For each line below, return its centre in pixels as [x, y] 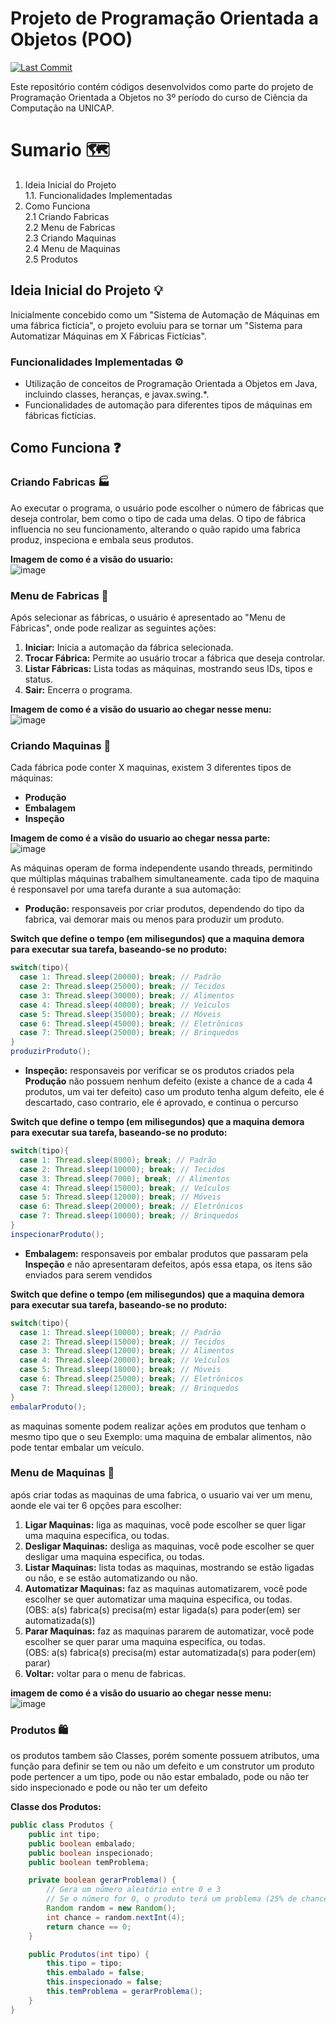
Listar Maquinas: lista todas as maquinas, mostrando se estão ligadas [169, 1567]
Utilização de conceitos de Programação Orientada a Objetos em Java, [171, 383]
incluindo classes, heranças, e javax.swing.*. [117, 394]
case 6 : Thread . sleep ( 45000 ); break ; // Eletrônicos [131, 1023]
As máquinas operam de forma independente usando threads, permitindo [161, 868]
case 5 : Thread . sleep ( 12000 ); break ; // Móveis [120, 1197]
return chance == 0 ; [89, 1927]
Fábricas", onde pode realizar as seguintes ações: [113, 628]
